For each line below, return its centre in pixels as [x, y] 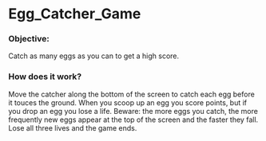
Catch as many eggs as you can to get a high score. [94, 56]
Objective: [29, 39]
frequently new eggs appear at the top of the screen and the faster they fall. [133, 119]
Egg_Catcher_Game [75, 14]
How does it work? [45, 76]
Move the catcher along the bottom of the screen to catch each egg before [132, 94]
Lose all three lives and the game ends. [73, 127]
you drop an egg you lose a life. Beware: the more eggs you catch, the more [133, 111]
